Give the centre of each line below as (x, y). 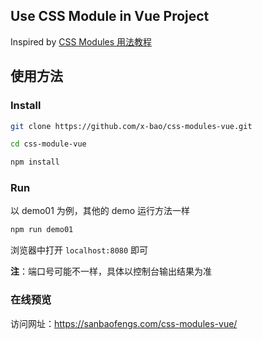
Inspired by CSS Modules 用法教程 (81, 41)
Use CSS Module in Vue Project (110, 16)
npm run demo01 (42, 230)
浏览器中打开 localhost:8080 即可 (79, 250)
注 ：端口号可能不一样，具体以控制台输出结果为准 (111, 271)
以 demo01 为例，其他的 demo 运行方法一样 (100, 211)
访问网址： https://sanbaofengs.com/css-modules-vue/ (124, 323)
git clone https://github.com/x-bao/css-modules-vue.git (131, 126)
